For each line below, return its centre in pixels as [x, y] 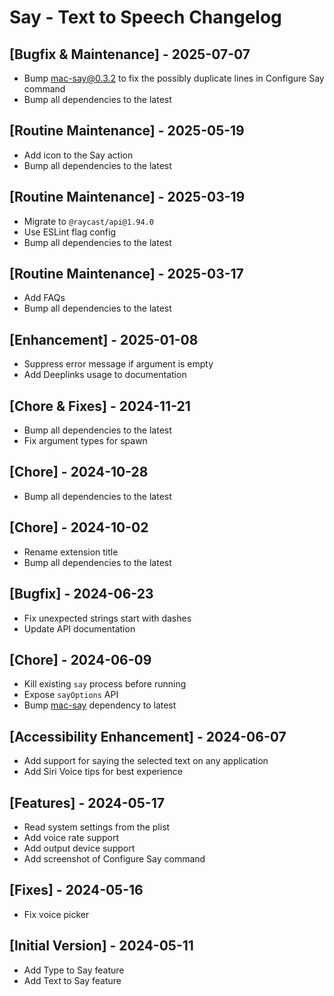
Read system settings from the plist [97, 827]
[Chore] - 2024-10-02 [79, 527]
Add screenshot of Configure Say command [114, 858]
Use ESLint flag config [69, 232]
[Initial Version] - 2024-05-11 [101, 946]
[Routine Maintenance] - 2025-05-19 [127, 131]
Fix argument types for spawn [85, 441]
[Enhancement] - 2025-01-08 [104, 339]
